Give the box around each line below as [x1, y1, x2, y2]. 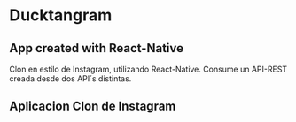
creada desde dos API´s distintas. [9, 73, 132, 84]
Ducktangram [9, 5, 113, 26]
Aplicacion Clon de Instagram [9, 99, 176, 114]
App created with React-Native [9, 41, 184, 56]
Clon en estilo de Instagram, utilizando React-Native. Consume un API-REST [9, 64, 288, 74]
